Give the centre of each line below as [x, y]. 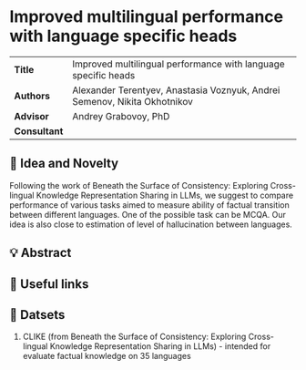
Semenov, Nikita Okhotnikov [133, 101]
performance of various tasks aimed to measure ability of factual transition [149, 205]
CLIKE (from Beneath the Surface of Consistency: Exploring [134, 337]
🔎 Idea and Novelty [64, 164]
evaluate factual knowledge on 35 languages [107, 356]
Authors [32, 96]
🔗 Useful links [49, 284]
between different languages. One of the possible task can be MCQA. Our [148, 214]
